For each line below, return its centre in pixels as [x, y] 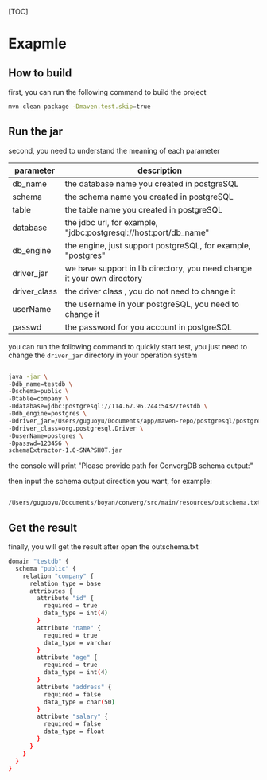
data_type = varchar [77, 643]
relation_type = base [65, 583]
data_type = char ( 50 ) [79, 702]
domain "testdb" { [39, 561]
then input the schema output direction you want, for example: [110, 482]
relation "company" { [58, 576]
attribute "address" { [74, 687]
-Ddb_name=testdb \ [41, 384]
